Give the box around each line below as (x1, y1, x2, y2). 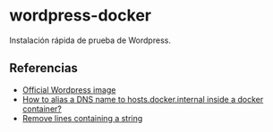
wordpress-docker (9, 5, 152, 26)
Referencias (9, 61, 79, 76)
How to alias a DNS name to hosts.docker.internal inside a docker (21, 94, 264, 104)
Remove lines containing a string (21, 112, 143, 123)
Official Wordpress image (21, 84, 116, 95)
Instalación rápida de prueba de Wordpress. (9, 35, 172, 45)
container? (21, 103, 63, 114)
